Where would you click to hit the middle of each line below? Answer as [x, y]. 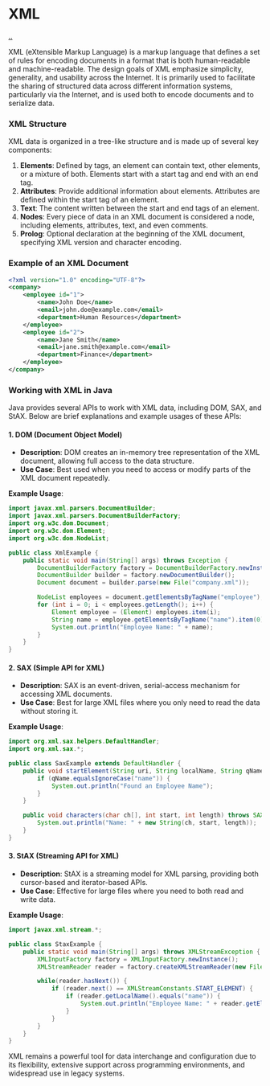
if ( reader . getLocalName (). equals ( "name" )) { [143, 996]
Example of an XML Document [69, 264]
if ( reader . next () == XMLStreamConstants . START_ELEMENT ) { [152, 989]
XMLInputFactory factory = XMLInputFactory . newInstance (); [138, 959]
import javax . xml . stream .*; [55, 930]
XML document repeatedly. [65, 478]
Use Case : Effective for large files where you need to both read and [131, 891]
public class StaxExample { [55, 944]
